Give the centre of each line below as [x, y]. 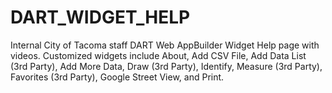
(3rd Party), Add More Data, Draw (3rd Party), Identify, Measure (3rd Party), [166, 66]
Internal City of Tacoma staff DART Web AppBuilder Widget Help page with [165, 45]
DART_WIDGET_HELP [100, 17]
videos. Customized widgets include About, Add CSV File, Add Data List [158, 55]
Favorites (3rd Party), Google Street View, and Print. [117, 77]
